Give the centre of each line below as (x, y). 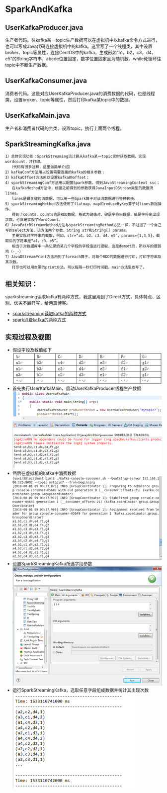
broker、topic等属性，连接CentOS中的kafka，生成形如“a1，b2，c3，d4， (81, 52)
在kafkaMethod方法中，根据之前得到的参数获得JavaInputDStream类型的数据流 (83, 188)
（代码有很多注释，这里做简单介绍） (41, 167)
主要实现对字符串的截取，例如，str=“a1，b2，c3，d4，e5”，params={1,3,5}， (84, 236)
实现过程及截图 (28, 337)
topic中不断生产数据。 (28, 65)
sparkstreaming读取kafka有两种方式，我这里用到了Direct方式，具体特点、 (81, 297)
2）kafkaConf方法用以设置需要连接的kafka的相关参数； (55, 173)
